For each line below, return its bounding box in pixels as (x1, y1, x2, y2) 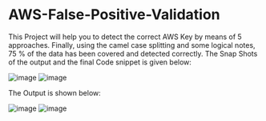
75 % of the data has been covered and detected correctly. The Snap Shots (8, 49, 258, 58)
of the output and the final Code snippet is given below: (8, 57, 192, 67)
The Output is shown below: (8, 88, 102, 97)
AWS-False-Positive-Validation (8, 6, 220, 24)
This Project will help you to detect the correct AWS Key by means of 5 (8, 32, 242, 41)
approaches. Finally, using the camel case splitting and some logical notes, (8, 40, 256, 49)
